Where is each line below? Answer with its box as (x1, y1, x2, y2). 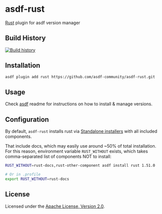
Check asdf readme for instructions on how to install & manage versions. (5, 101, 153, 107)
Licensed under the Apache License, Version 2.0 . (5, 203, 105, 209)
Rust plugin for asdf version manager (5, 20, 80, 26)
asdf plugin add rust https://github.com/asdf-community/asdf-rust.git (5, 74, 155, 79)
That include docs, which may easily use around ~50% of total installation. (5, 143, 157, 149)
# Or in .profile (5, 172, 41, 177)
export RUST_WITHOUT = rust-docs (5, 176, 69, 182)
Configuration (5, 115, 49, 123)
